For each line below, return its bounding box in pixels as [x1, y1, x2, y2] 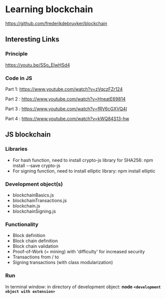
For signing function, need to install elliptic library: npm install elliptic [12, 168, 156, 174]
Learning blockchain [5, 4, 94, 15]
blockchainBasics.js [12, 192, 54, 198]
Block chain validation [12, 243, 59, 249]
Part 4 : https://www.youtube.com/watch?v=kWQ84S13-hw [5, 115, 130, 121]
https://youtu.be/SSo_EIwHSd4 [5, 62, 70, 68]
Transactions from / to [12, 254, 59, 260]
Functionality [5, 221, 39, 228]
